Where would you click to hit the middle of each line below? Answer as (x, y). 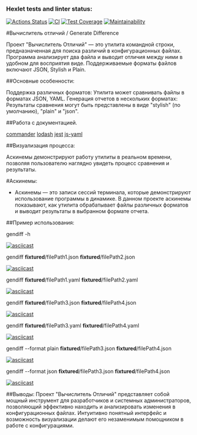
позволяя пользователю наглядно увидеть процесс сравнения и (88, 163)
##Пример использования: (40, 223)
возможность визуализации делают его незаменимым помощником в (95, 419)
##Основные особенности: (40, 81)
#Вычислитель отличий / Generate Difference (63, 33)
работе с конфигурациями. (40, 426)
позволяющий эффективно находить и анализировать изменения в (91, 407)
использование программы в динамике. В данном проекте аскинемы (103, 199)
